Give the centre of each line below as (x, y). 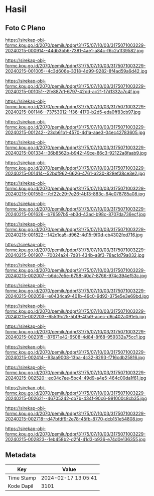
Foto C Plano (25, 28)
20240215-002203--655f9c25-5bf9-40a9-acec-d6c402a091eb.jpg (76, 316)
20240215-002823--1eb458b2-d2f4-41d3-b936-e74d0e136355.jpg (75, 439)
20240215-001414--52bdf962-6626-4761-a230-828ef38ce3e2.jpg (75, 173)
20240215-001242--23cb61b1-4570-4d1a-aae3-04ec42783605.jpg (75, 132)
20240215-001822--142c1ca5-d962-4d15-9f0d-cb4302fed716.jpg (74, 235)
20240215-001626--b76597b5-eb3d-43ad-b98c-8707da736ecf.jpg (75, 214)
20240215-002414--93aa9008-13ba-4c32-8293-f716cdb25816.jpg (75, 358)
